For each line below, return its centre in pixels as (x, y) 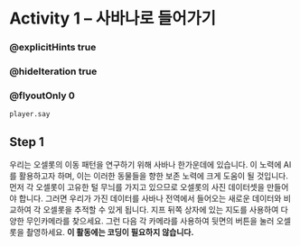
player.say (30, 114)
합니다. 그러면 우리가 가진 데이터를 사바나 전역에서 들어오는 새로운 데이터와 (150, 198)
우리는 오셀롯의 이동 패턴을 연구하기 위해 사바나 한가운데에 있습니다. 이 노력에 (145, 165)
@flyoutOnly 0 (42, 96)
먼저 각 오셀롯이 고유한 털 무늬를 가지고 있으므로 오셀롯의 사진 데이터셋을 (137, 187)
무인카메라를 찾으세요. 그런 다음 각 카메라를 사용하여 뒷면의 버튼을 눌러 (150, 221)
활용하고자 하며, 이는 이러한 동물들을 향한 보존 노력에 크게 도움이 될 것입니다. (154, 176)
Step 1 (27, 142)
